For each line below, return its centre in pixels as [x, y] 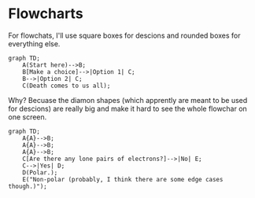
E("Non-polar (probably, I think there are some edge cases [123, 179]
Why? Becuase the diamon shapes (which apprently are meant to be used [128, 100]
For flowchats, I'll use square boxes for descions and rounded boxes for [124, 35]
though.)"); [28, 186]
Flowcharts [46, 14]
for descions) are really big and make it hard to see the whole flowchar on [128, 108]
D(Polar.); [40, 172]
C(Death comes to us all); [67, 86]
